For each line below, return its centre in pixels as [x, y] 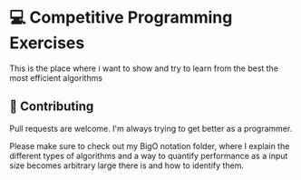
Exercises [47, 43]
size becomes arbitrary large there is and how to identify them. [127, 165]
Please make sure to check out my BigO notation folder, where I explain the [150, 145]
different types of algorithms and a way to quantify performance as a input [149, 155]
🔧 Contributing [52, 107]
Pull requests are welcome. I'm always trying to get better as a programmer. [151, 128]
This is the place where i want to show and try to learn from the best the [144, 68]
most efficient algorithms [56, 77]
